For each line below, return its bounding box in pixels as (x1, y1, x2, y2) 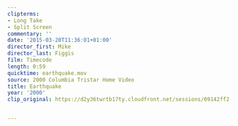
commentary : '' (7, 30, 52, 38)
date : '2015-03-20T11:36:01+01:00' (7, 37, 113, 44)
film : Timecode (7, 57, 52, 64)
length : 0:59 (7, 63, 46, 70)
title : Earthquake (7, 83, 62, 90)
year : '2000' (7, 89, 46, 96)
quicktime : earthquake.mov (7, 69, 87, 76)
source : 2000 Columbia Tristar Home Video (7, 76, 135, 84)
